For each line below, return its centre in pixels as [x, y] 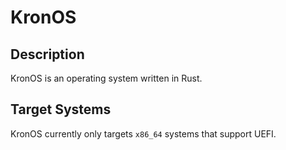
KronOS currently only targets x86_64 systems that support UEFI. [143, 133]
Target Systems [61, 109]
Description [47, 54]
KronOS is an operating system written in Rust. [106, 78]
